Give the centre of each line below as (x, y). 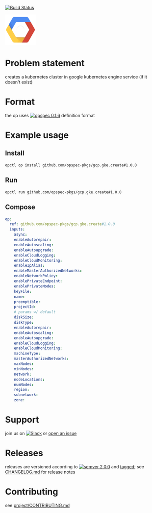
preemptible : (27, 302)
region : (22, 390)
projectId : (25, 307)
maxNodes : (24, 364)
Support (22, 420)
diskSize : (24, 317)
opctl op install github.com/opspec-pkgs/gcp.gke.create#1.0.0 (71, 165)
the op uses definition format (50, 115)
